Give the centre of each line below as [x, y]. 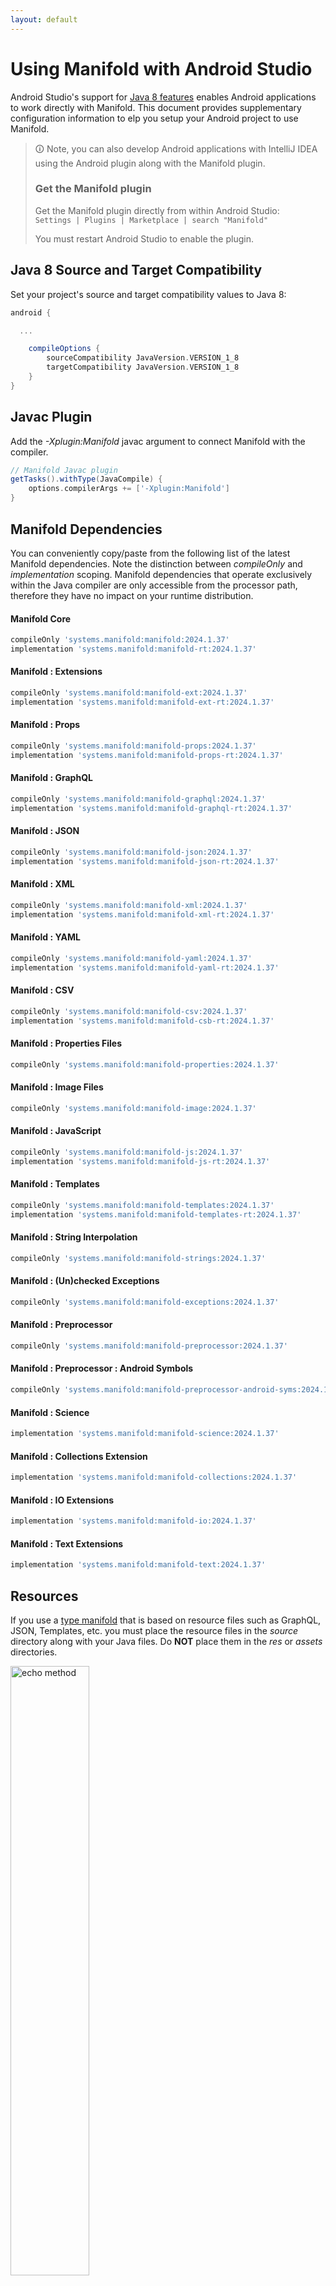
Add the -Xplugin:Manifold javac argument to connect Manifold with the [158, 441]
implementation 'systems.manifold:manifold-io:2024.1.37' [133, 1521]
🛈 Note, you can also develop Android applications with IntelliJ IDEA [176, 148]
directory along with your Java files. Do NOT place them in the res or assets [166, 1642]
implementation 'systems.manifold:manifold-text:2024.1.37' [138, 1565]
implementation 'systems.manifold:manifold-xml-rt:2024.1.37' [142, 914]
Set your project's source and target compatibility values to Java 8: [148, 294]
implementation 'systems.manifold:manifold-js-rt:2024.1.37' [140, 1161]
